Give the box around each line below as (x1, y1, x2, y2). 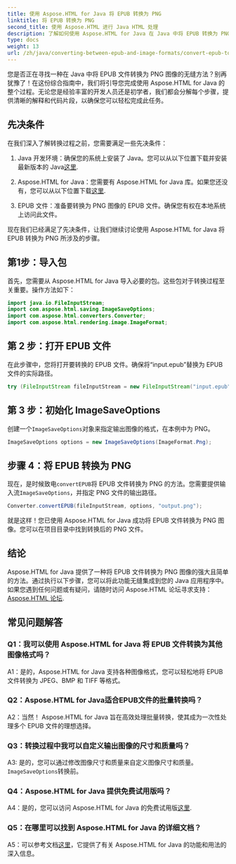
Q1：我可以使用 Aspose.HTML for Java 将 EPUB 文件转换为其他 (7, 639, 223, 649)
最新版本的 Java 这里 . (17, 163, 79, 171)
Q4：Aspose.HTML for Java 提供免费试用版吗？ (7, 787, 172, 796)
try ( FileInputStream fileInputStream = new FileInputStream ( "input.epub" (7, 383, 231, 390)
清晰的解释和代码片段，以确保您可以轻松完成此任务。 (13, 96, 167, 104)
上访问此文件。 (17, 210, 61, 218)
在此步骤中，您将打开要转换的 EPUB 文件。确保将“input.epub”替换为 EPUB (7, 360, 223, 368)
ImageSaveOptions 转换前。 (7, 767, 83, 775)
